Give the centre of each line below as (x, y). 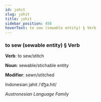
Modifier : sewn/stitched (30, 75)
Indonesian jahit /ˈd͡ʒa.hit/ (31, 85)
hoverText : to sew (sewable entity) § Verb (51, 28)
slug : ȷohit (17, 14)
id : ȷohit (15, 10)
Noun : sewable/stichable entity (37, 66)
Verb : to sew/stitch (25, 56)
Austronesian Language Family (37, 94)
